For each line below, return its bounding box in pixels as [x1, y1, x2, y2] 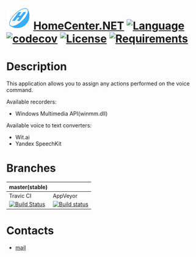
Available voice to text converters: [6, 122, 92, 129]
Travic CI [9, 192, 32, 199]
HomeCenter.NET [33, 19, 125, 33]
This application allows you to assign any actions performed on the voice [6, 80, 191, 87]
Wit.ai [15, 133, 30, 141]
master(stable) [9, 183, 48, 191]
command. [6, 86, 34, 94]
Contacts [6, 224, 54, 238]
